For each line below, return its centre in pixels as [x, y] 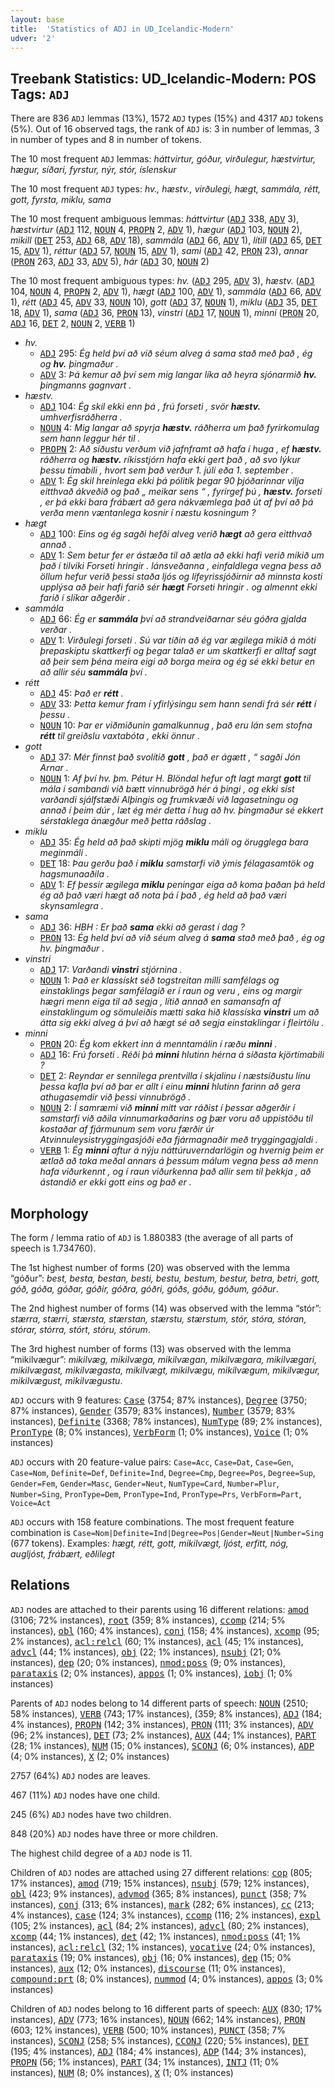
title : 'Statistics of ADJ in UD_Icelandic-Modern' [122, 29]
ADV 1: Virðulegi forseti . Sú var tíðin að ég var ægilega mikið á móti [178, 640]
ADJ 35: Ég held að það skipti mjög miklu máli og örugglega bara [174, 842]
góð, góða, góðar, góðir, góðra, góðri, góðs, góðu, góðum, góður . [144, 1289]
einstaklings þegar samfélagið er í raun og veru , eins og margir [171, 991]
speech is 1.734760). [53, 1248]
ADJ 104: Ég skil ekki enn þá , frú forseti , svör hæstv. [150, 407]
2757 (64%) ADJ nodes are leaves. [80, 1775]
